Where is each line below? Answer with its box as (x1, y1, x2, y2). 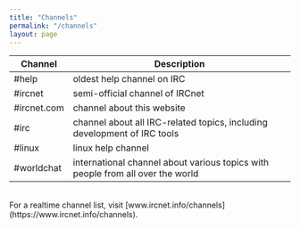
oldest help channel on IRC (72, 73, 186, 85)
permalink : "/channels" (9, 21, 98, 30)
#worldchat (13, 162, 62, 175)
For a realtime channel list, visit (9, 199, 123, 210)
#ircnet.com (13, 102, 64, 114)
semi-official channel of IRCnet (72, 87, 204, 100)
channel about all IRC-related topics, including (72, 117, 268, 129)
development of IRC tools (72, 127, 179, 140)
